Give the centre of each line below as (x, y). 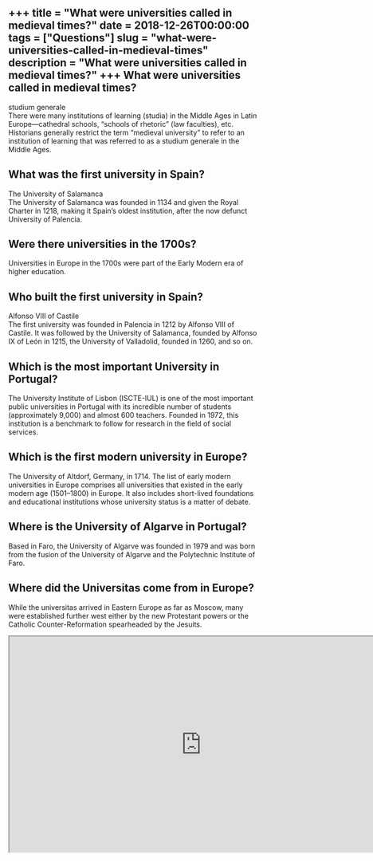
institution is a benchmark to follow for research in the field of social (120, 424)
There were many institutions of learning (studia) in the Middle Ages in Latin (133, 116)
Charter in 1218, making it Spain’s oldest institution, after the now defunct (128, 210)
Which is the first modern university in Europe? (128, 457)
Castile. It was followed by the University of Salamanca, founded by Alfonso (133, 333)
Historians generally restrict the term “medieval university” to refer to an (127, 132)
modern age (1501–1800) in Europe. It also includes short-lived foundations (131, 493)
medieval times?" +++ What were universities (125, 75)
